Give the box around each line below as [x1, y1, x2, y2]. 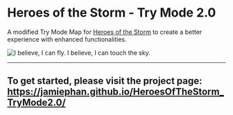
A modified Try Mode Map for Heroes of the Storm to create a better [7, 28, 202, 36]
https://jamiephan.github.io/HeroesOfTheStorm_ [7, 86, 224, 98]
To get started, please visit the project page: [7, 75, 202, 87]
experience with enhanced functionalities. [7, 35, 127, 43]
